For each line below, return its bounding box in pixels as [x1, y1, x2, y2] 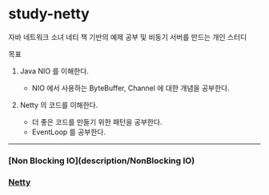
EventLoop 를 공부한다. [31, 127, 106, 137]
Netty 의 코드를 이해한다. [19, 100, 98, 109]
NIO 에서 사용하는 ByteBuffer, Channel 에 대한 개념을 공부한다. [31, 83, 230, 93]
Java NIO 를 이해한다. [19, 66, 90, 76]
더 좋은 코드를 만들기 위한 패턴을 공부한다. [31, 117, 163, 126]
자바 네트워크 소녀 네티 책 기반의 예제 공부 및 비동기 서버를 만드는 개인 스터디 [8, 32, 247, 42]
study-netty [8, 5, 90, 23]
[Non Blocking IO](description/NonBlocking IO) [8, 155, 195, 166]
